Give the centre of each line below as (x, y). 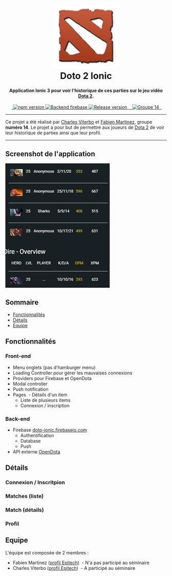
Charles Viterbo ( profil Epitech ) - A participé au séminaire (74, 568)
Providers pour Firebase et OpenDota (52, 378)
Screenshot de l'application (50, 154)
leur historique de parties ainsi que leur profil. (53, 133)
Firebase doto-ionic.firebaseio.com (50, 430)
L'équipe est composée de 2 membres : (47, 552)
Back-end (18, 419)
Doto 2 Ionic (86, 76)
